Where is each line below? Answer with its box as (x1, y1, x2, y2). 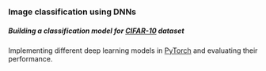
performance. (8, 54, 53, 63)
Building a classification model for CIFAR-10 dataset (8, 26, 184, 35)
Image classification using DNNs (8, 6, 137, 17)
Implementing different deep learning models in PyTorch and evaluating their (8, 46, 258, 55)
